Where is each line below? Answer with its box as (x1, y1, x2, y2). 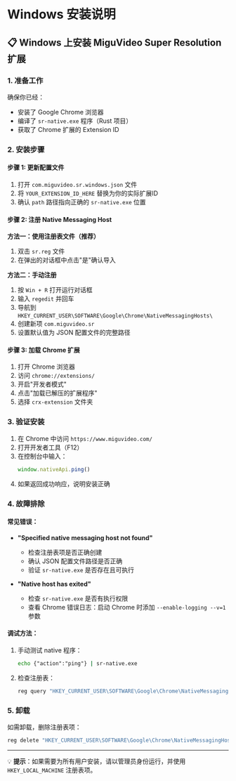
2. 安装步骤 (7, 145, 45, 155)
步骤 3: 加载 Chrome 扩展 (7, 346, 81, 354)
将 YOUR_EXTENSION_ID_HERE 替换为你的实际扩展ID (17, 189, 159, 197)
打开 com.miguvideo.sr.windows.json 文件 (17, 181, 138, 188)
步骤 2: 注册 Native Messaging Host (7, 215, 112, 223)
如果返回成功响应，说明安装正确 (17, 479, 110, 488)
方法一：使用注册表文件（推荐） (7, 232, 100, 241)
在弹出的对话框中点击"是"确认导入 (17, 256, 116, 264)
